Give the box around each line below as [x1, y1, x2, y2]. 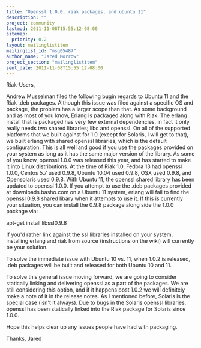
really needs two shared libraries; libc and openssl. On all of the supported [6, 124, 191, 132]
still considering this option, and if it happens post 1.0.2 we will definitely [6, 286, 185, 293]
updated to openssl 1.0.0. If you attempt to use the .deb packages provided [6, 182, 192, 189]
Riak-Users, [6, 81, 35, 88]
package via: [6, 208, 38, 215]
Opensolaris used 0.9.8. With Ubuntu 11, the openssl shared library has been [6, 176, 195, 183]
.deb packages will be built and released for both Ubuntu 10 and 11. [6, 262, 172, 269]
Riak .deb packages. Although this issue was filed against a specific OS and [6, 99, 194, 106]
